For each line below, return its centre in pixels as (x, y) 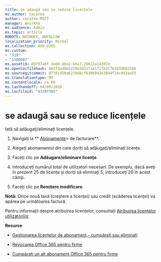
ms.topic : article (24, 32)
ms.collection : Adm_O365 (30, 46)
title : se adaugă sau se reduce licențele (49, 10)
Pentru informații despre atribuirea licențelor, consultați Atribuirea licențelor (80, 211)
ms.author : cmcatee (25, 14)
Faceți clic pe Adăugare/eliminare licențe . (55, 157)
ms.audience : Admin (25, 28)
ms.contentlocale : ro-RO (30, 82)
